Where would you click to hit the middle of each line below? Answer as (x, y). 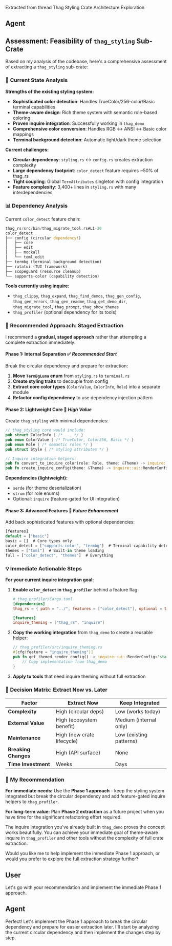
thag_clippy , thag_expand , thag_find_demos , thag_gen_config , (77, 296)
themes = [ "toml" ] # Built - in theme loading (55, 550)
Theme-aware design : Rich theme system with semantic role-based (85, 112)
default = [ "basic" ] (27, 536)
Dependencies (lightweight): (37, 478)
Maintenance (24, 738)
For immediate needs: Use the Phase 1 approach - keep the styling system (85, 791)
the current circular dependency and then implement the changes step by (83, 932)
